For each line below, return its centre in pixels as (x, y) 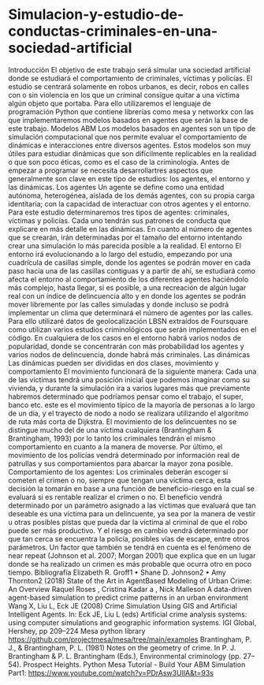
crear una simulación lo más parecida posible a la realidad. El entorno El (125, 245)
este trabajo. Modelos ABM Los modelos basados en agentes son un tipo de (132, 128)
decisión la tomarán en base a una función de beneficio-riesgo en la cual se (131, 488)
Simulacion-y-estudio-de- (96, 15)
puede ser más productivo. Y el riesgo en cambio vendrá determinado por (128, 531)
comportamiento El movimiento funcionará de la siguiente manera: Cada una (132, 371)
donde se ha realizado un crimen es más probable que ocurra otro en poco (130, 564)
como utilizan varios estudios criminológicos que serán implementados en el (132, 329)
